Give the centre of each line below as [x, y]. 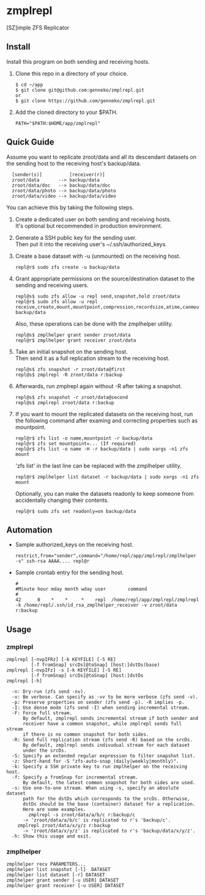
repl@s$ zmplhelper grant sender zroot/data [73, 335]
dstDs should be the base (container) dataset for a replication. [109, 804]
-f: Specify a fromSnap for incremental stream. [75, 777]
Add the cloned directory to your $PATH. [66, 112]
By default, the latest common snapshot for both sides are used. [109, 783]
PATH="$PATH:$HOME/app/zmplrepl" [58, 123]
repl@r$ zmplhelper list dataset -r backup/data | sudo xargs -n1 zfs [107, 477]
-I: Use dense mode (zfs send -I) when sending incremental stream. [101, 708]
